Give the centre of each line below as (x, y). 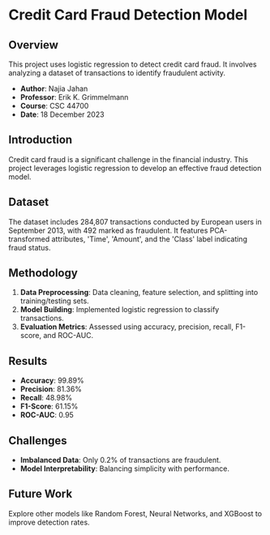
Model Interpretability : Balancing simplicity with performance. (124, 469)
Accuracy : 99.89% (52, 381)
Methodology (43, 273)
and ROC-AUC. (69, 336)
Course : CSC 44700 (54, 106)
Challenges (38, 441)
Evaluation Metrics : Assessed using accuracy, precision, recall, (126, 327)
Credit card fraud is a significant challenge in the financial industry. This (129, 159)
